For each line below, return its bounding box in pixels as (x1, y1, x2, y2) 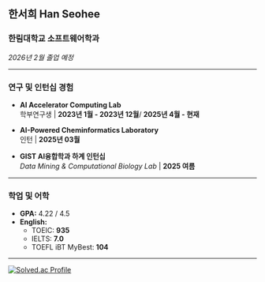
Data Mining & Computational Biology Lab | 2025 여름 (19, 161, 196, 171)
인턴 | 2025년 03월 (19, 134, 80, 144)
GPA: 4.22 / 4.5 (19, 209, 70, 219)
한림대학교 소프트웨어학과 (8, 33, 100, 44)
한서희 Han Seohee (8, 7, 101, 21)
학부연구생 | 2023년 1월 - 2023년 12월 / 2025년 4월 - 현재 (19, 109, 200, 118)
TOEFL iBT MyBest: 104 (31, 243, 109, 252)
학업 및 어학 (8, 190, 50, 201)
